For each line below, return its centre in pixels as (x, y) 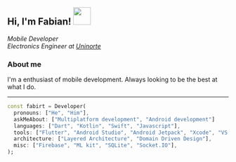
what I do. (22, 87)
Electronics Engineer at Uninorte (54, 46)
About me (25, 64)
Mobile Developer (33, 39)
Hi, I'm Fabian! (39, 22)
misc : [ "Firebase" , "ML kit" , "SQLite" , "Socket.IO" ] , (96, 146)
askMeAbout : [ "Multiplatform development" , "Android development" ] (114, 119)
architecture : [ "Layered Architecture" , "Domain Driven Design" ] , (113, 139)
